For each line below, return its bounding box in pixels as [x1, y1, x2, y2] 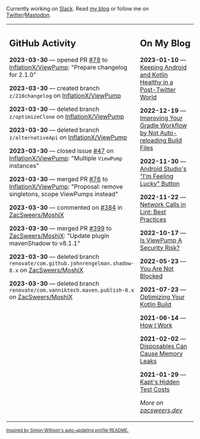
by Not [139, 128, 159, 137]
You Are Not [139, 264, 174, 273]
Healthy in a [139, 78, 174, 86]
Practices [139, 215, 167, 223]
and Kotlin [139, 70, 168, 79]
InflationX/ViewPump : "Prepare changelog [9, 63, 128, 71]
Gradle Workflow [139, 121, 187, 129]
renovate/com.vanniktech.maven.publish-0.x [9, 286, 135, 293]
